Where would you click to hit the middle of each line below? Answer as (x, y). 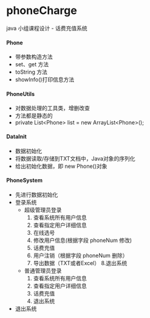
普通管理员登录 (43, 271)
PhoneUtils (21, 94)
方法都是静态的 (34, 116)
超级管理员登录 (43, 210)
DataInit (17, 136)
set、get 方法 (32, 64)
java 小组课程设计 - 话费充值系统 (47, 28)
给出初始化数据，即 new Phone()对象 (61, 166)
